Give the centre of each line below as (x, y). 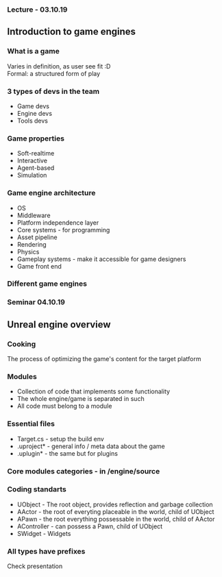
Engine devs (35, 113)
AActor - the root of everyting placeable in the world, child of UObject (115, 511)
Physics (28, 251)
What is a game (33, 51)
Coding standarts (37, 489)
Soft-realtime (36, 154)
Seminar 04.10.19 (36, 302)
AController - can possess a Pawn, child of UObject (90, 526)
